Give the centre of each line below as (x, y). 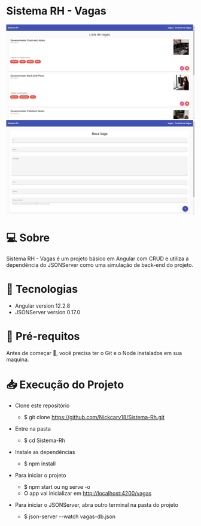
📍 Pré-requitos (43, 336)
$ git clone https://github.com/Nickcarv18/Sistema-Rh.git (94, 417)
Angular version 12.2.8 (42, 306)
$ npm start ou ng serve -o (57, 486)
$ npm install (39, 464)
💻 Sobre (28, 238)
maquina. (18, 359)
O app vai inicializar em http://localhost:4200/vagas (88, 493)
